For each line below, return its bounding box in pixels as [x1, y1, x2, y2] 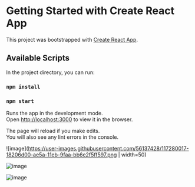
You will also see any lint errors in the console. [6, 133, 119, 141]
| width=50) [118, 151, 147, 158]
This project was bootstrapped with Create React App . [6, 36, 138, 43]
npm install [6, 84, 41, 90]
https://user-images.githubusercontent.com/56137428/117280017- [28, 145, 190, 152]
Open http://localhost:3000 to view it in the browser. [6, 116, 133, 123]
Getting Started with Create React [6, 4, 175, 18]
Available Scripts [6, 53, 70, 63]
